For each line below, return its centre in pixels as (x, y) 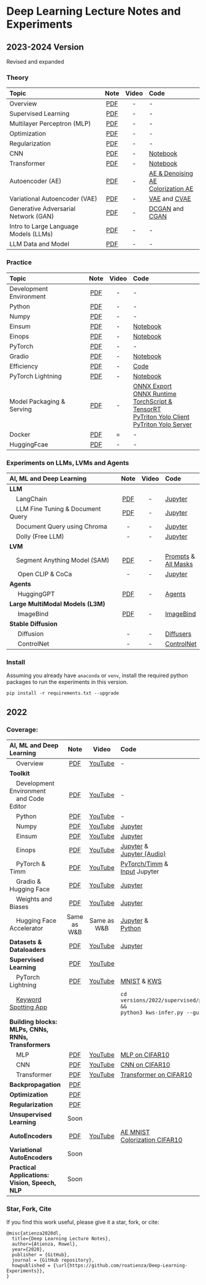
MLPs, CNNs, (29, 1029)
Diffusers (178, 634)
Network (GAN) (32, 217)
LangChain (32, 499)
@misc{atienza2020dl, (34, 1233)
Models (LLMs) (31, 234)
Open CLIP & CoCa (45, 573)
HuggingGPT (36, 594)
